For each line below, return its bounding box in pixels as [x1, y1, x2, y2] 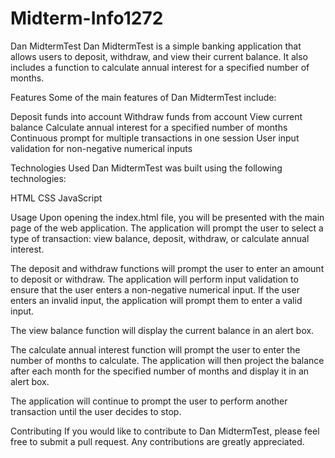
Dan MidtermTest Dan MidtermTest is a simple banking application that [10, 40, 302, 52]
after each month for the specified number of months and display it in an [10, 365, 310, 377]
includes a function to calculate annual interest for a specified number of [10, 61, 310, 73]
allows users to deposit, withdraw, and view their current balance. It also [10, 50, 308, 62]
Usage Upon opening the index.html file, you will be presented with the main [10, 211, 325, 223]
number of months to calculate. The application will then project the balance [10, 354, 325, 366]
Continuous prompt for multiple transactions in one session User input [10, 132, 300, 144]
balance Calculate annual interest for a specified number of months [10, 121, 288, 133]
